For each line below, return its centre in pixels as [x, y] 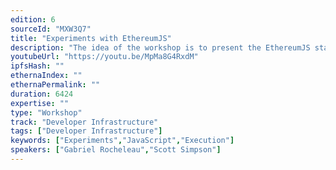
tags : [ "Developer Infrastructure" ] [86, 131]
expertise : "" [40, 103]
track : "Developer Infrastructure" [84, 122]
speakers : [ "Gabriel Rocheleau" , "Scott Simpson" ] [116, 150]
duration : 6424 [42, 94]
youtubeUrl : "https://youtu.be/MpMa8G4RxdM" [104, 57]
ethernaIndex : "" [46, 76]
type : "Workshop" [46, 112]
